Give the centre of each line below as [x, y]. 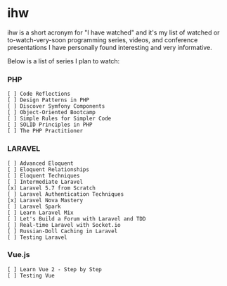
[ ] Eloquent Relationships [48, 169]
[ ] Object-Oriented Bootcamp [52, 113]
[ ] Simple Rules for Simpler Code [59, 119]
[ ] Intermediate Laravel [45, 182]
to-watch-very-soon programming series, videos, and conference [103, 39]
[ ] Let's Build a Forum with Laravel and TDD [77, 219]
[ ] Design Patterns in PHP [48, 100]
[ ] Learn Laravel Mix [40, 213]
